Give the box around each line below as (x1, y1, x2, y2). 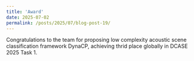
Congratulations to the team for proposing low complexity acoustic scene (6, 36, 187, 44)
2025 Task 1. (6, 49, 38, 56)
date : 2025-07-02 (6, 14, 50, 20)
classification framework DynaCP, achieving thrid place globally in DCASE (6, 42, 188, 50)
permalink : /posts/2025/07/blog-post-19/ (6, 20, 111, 26)
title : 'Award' (6, 8, 44, 15)
